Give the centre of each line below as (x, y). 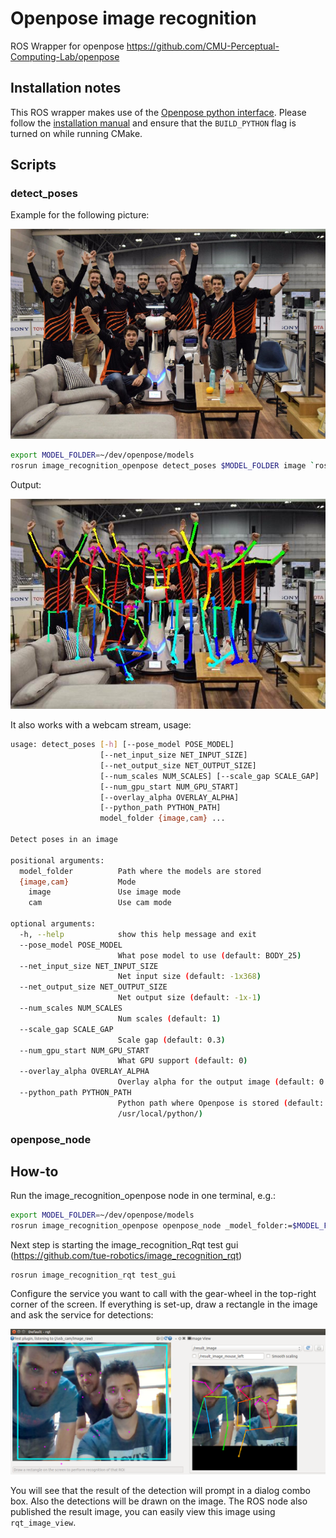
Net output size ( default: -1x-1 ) (189, 998)
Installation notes (66, 88)
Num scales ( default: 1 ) (169, 1018)
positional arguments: (57, 860)
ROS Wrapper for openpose (67, 46)
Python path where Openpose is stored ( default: (221, 1103)
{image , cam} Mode (78, 882)
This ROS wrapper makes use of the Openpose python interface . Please (158, 112)
